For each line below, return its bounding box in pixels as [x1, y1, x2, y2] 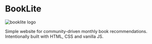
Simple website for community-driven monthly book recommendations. [5, 28, 148, 34]
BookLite [5, 3, 42, 14]
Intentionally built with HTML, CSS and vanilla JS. [5, 33, 103, 39]
